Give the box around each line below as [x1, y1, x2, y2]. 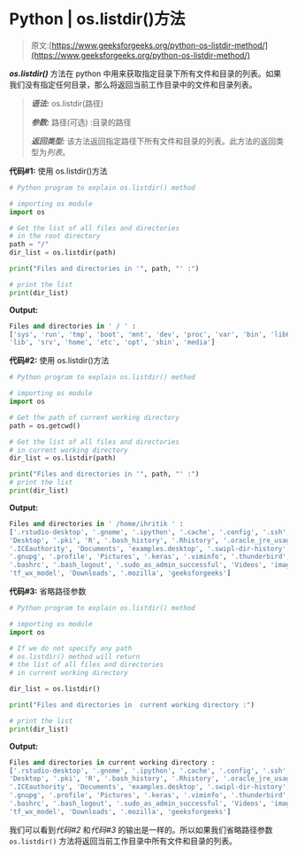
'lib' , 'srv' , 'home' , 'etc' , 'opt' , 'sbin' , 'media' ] [9, 338, 216, 347]
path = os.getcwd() [9, 421, 81, 431]
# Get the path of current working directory [9, 413, 179, 422]
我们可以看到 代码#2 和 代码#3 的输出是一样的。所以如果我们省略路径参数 [9, 824, 273, 835]
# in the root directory [9, 232, 101, 241]
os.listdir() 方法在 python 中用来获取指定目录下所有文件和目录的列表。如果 [9, 68, 282, 79]
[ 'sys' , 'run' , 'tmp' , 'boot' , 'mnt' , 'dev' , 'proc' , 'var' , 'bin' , [9, 330, 267, 338]
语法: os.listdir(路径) [30, 97, 104, 108]
